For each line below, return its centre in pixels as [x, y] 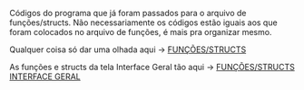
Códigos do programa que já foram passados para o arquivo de [128, 13]
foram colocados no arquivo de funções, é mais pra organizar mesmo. [141, 32]
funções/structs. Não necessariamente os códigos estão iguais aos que [144, 22]
